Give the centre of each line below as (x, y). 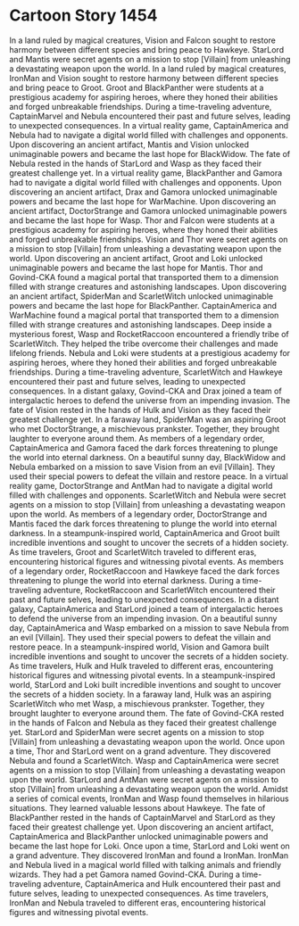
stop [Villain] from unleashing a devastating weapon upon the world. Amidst (149, 789)
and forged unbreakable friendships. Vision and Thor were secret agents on (149, 239)
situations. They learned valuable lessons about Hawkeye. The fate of (137, 807)
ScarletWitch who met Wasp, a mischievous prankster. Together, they (137, 703)
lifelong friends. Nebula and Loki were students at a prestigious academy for (150, 352)
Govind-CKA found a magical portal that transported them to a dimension (144, 277)
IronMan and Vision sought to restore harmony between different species (144, 78)
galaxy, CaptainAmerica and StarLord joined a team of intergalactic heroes (146, 608)
